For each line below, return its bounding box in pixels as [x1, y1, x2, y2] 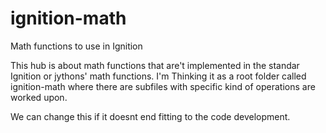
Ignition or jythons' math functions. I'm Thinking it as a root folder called [10, 70, 307, 82]
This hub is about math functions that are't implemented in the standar [10, 59, 300, 71]
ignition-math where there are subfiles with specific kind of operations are [10, 80, 316, 92]
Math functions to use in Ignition [10, 40, 143, 52]
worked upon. [10, 91, 68, 103]
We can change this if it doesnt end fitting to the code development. [10, 110, 291, 122]
